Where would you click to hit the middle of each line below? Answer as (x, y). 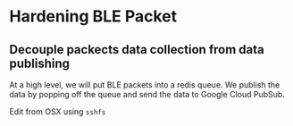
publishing (39, 63)
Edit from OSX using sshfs (58, 112)
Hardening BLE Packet (93, 17)
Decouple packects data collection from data (137, 50)
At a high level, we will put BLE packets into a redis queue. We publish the (145, 85)
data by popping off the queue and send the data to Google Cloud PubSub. (147, 94)
